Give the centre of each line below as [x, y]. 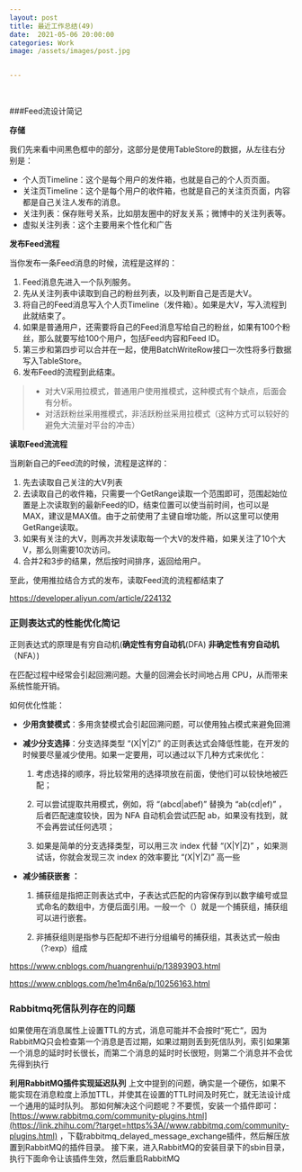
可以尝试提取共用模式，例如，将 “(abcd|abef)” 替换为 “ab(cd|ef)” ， [161, 804]
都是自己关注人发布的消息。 [74, 203]
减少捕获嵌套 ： [51, 876]
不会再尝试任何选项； [75, 827]
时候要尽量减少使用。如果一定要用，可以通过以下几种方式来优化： [144, 755]
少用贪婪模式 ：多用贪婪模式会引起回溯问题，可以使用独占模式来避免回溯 [156, 725]
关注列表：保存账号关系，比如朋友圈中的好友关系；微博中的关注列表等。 [156, 213]
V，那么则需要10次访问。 [68, 550]
